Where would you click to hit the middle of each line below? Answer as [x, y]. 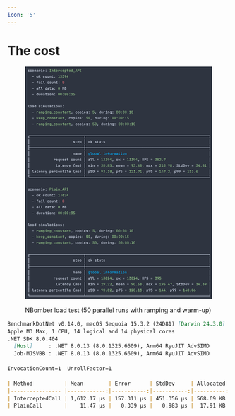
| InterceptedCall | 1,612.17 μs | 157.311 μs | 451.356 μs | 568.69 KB [116, 398]
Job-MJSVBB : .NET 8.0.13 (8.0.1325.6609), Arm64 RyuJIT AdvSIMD [112, 354]
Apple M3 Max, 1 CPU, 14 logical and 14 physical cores [91, 331]
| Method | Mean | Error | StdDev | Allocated [116, 384]
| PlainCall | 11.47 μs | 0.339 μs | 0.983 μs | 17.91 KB [116, 406]
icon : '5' [22, 15]
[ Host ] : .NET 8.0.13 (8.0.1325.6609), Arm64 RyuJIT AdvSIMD [112, 346]
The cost [34, 50]
